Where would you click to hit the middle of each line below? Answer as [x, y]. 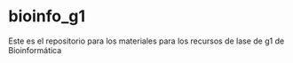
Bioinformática [35, 50]
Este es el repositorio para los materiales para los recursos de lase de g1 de [146, 41]
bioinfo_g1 [47, 16]
